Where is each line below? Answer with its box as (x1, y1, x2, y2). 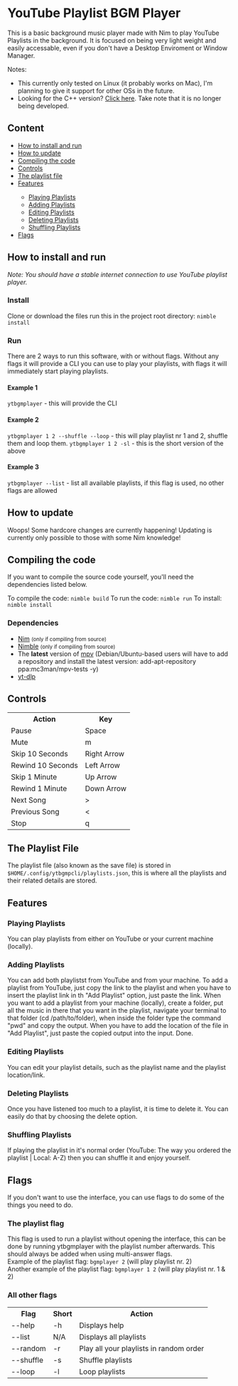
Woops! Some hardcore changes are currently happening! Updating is (7, 526, 212, 534)
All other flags (7, 1291, 58, 1301)
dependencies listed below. (7, 580, 87, 589)
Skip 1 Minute (11, 771, 58, 781)
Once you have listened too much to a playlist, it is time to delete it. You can (7, 1104, 229, 1113)
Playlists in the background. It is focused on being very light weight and (7, 36, 217, 44)
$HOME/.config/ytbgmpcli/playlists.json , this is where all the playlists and (7, 869, 227, 877)
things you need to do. (7, 1201, 73, 1209)
